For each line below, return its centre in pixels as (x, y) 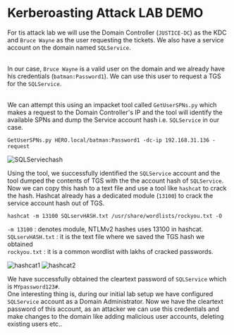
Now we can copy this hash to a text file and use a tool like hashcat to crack (117, 188)
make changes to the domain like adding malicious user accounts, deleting (116, 316)
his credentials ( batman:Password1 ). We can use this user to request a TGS (114, 76)
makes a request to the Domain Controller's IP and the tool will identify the (115, 112)
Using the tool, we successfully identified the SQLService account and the (114, 173)
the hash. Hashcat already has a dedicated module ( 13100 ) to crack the (110, 195)
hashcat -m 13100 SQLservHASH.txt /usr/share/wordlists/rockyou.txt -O (115, 216)
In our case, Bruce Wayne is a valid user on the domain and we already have (116, 68)
